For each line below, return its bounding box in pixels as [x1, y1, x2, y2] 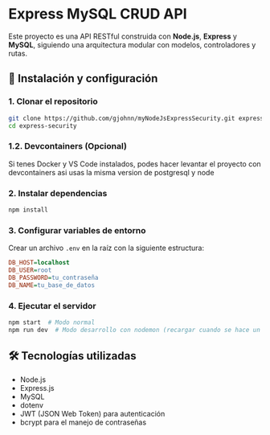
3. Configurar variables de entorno [8, 224, 146, 236]
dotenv [19, 400, 44, 410]
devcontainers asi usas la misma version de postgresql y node [8, 167, 215, 177]
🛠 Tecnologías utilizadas [8, 349, 137, 363]
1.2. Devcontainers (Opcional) [8, 141, 127, 152]
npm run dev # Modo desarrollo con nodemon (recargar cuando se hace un [8, 326, 261, 334]
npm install [8, 206, 48, 214]
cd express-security [8, 121, 78, 129]
